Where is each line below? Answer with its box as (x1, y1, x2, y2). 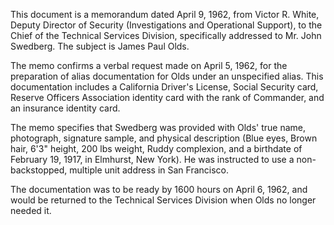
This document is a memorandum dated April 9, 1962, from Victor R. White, (10, 9, 320, 20)
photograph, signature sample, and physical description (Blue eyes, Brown (10, 132, 318, 144)
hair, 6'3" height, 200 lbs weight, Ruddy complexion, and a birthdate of (10, 143, 303, 154)
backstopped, (10, 164, 68, 176)
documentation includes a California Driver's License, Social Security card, (10, 81, 319, 93)
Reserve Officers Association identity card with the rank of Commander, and (10, 92, 325, 103)
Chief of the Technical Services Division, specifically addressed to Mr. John (10, 30, 322, 41)
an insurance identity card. (10, 102, 121, 114)
